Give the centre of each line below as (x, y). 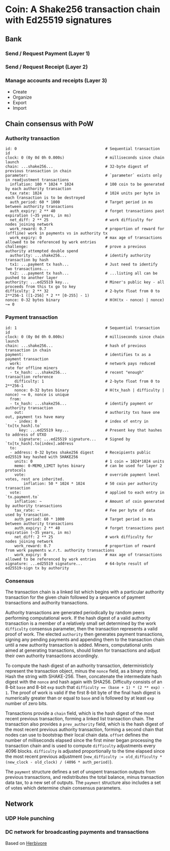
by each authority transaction (38, 189)
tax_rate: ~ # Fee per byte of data (85, 510)
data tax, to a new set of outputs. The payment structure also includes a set (83, 782)
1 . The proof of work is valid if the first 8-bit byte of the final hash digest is (83, 693)
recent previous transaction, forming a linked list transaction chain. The (80, 719)
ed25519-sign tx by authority (37, 568)
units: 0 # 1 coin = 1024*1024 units (90, 461)
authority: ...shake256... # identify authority (80, 256)
